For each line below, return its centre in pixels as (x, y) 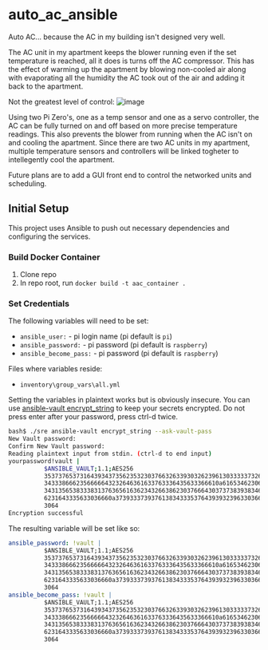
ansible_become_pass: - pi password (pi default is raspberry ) (119, 354)
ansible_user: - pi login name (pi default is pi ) (96, 336)
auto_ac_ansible (63, 15)
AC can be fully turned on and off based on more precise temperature (123, 125)
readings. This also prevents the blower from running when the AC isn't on (130, 134)
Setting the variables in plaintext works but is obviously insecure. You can (129, 400)
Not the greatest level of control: (61, 101)
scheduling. (28, 183)
